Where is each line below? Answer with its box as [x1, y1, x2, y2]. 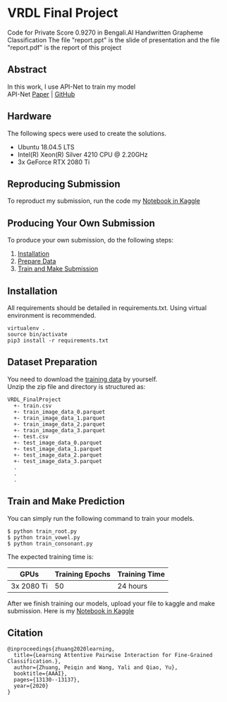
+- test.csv [13, 433, 49, 440]
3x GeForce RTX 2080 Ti [17, 157, 90, 166]
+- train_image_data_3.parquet [13, 426, 106, 434]
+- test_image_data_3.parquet [13, 457, 102, 464]
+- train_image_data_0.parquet [13, 408, 106, 415]
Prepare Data [17, 257, 56, 266]
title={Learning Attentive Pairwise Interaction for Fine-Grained [13, 652, 213, 659]
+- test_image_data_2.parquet [13, 451, 102, 459]
